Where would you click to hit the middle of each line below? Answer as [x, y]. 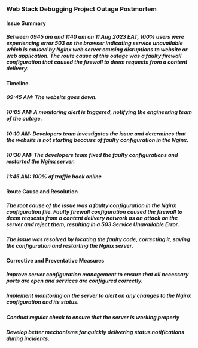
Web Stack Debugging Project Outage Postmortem [81, 9]
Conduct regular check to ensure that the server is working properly [93, 317]
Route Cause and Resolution [42, 191]
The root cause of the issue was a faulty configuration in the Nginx [91, 205]
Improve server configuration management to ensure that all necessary [98, 274]
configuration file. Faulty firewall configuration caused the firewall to [95, 211]
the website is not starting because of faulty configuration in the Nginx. [98, 140]
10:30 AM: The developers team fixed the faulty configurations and [92, 155]
